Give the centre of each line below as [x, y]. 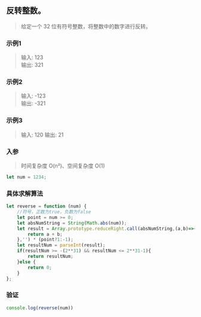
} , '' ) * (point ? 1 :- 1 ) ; [45, 240]
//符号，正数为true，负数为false [54, 212]
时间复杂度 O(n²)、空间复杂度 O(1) [63, 166]
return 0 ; [40, 267]
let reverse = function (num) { [46, 206]
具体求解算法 [25, 193]
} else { [26, 262]
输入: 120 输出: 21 [42, 135]
